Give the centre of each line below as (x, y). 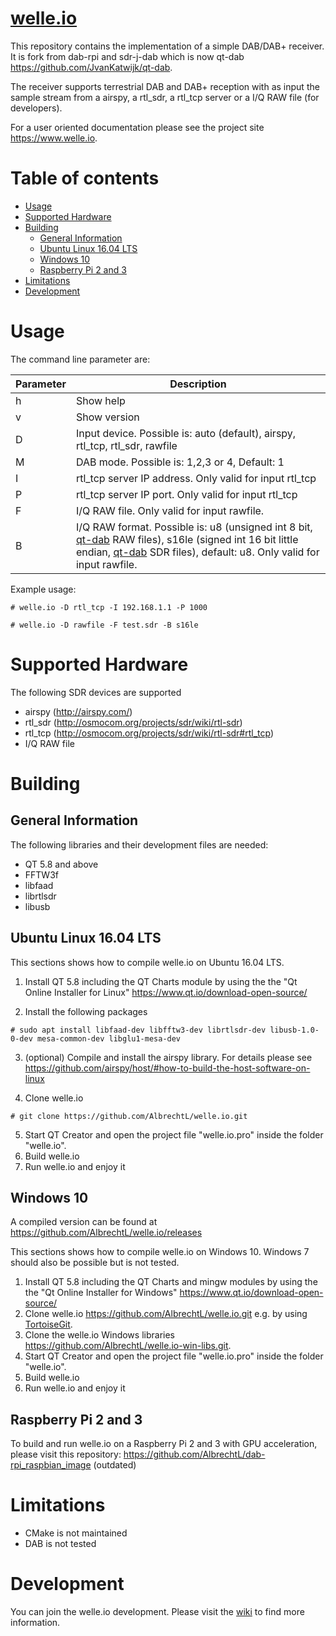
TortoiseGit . (48, 1324)
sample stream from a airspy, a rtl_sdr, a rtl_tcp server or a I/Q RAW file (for (165, 97)
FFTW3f (41, 874)
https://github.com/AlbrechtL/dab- (194, 1454)
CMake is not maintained (76, 1533)
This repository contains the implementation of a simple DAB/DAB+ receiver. (167, 46)
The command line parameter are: (80, 359)
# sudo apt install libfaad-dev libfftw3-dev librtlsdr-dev (138, 1030)
